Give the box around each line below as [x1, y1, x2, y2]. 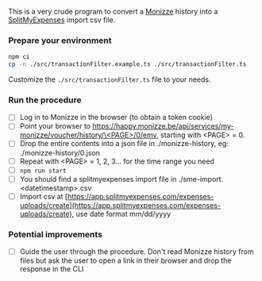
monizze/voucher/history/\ [19, 130, 107, 140]
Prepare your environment [8, 35, 112, 46]
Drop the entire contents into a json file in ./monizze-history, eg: [19, 139, 229, 148]
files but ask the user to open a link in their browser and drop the [19, 256, 232, 265]
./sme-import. [178, 174, 224, 183]
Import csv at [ [19, 191, 68, 201]
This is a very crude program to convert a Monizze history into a [8, 7, 218, 16]
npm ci [8, 53, 30, 61]
